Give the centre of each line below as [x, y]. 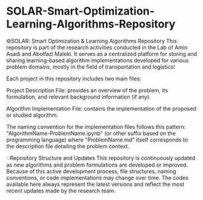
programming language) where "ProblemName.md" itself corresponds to [97, 140]
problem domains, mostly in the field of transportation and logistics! [91, 67]
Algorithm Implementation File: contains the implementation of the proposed [101, 108]
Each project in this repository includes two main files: [74, 78]
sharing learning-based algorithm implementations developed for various [98, 60]
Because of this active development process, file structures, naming [92, 171]
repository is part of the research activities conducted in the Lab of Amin [97, 47]
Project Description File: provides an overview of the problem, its [87, 90]
